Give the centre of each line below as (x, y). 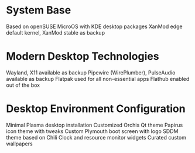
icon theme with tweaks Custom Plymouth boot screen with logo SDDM (92, 131)
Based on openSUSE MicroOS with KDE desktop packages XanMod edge (94, 26)
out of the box (23, 85)
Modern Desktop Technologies (83, 57)
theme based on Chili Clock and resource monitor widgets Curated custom (96, 137)
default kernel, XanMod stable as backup (56, 32)
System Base (39, 10)
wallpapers (20, 144)
